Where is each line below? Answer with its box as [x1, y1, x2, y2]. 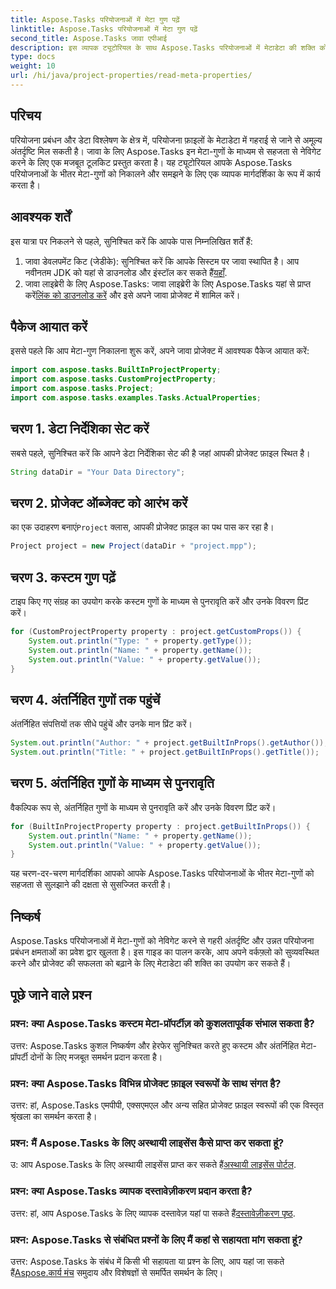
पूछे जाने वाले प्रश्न [10, 987, 92, 1004]
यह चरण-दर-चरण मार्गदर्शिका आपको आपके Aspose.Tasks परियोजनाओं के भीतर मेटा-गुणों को [10, 867, 315, 880]
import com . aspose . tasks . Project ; [10, 384, 155, 394]
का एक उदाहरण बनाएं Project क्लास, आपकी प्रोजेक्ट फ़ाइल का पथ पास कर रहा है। [10, 521, 275, 533]
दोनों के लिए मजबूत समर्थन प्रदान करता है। [29, 1051, 163, 1063]
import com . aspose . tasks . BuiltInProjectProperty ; [10, 365, 222, 375]
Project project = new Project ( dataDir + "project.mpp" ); [10, 541, 257, 551]
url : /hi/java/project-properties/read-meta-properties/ [10, 71, 253, 81]
